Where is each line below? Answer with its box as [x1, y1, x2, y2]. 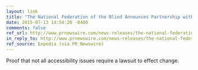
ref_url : [6, 30, 28, 36]
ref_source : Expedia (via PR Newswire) [6, 41, 104, 47]
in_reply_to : [6, 36, 38, 41]
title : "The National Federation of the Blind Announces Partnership [6, 14, 181, 20]
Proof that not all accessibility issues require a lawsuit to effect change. [6, 57, 180, 64]
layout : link [6, 8, 38, 15]
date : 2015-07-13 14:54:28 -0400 [6, 19, 88, 25]
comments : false [6, 24, 46, 31]
